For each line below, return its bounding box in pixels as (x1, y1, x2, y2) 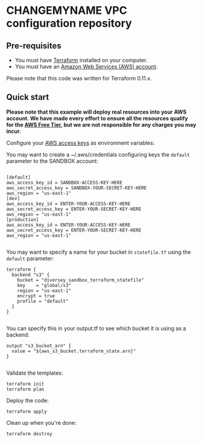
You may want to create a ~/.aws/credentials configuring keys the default (6, 150, 190, 158)
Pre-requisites (6, 40, 62, 51)
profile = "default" (17, 298, 69, 304)
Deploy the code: (6, 396, 49, 404)
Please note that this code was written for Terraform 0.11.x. (6, 75, 152, 82)
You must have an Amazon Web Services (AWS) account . (14, 63, 158, 70)
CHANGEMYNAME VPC (6, 4, 128, 18)
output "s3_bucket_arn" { (6, 343, 71, 349)
